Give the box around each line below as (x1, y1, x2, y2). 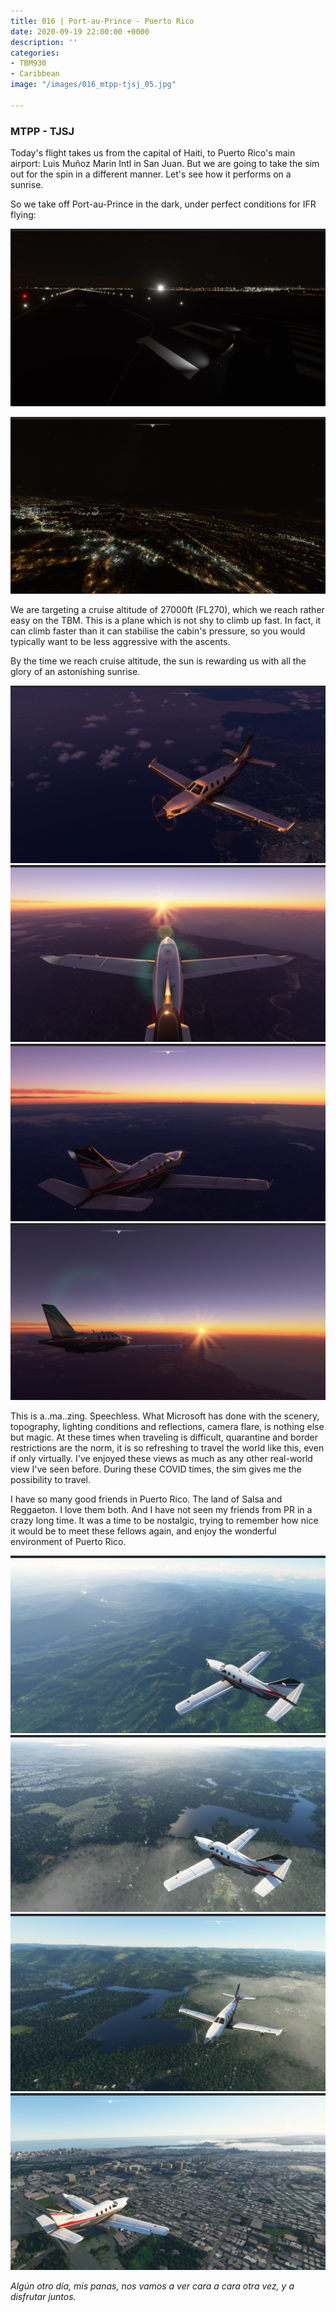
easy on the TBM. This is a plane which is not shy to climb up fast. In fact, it (10, 615, 322, 627)
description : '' (10, 37, 78, 47)
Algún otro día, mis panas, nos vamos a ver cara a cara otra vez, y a (10, 2280, 295, 2292)
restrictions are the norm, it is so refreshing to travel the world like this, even (10, 1442, 325, 1454)
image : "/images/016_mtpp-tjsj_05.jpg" (10, 80, 177, 90)
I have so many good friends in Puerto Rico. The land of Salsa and (10, 1493, 283, 1505)
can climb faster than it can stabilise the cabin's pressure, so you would (10, 625, 306, 637)
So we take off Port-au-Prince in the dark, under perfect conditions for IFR (10, 198, 317, 210)
